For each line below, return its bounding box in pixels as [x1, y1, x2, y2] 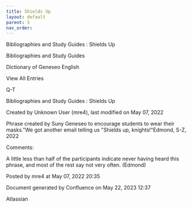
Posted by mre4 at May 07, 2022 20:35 [6, 173, 101, 180]
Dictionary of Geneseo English [6, 64, 80, 71]
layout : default [6, 14, 46, 20]
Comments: [6, 144, 34, 151]
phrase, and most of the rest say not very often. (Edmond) [6, 161, 146, 168]
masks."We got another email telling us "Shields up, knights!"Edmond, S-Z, [6, 126, 187, 133]
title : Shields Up [6, 8, 51, 15]
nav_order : [6, 25, 33, 31]
